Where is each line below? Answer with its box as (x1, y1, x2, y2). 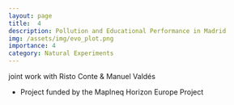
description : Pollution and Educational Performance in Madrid (8, 27, 227, 35)
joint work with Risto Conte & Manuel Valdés (8, 72, 156, 81)
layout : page (8, 11, 53, 20)
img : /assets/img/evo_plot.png (8, 34, 114, 43)
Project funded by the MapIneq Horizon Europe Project (19, 87, 204, 97)
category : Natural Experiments (8, 49, 114, 57)
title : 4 (8, 19, 42, 27)
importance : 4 (8, 42, 57, 50)
